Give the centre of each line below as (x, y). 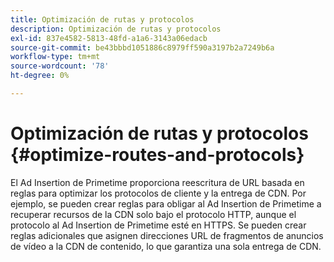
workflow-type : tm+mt (55, 57)
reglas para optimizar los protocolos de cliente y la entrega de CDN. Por (158, 193)
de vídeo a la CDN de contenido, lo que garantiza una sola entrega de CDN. (166, 246)
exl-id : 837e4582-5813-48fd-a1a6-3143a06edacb (109, 38)
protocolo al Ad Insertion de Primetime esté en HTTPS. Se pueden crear (158, 225)
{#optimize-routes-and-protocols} (157, 155)
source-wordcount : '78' (60, 66)
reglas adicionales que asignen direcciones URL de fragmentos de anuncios (167, 235)
